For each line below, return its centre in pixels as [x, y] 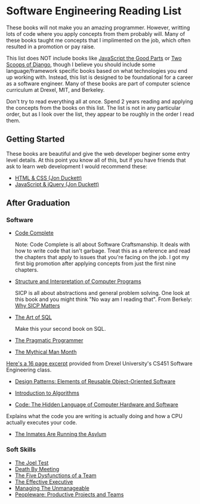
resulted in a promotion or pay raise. [51, 47]
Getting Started [36, 139]
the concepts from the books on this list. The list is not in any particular [93, 107]
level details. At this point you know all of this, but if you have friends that [96, 160]
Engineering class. [29, 370]
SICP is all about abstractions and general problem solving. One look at [102, 293]
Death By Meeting [37, 469]
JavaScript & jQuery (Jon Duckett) [57, 184]
